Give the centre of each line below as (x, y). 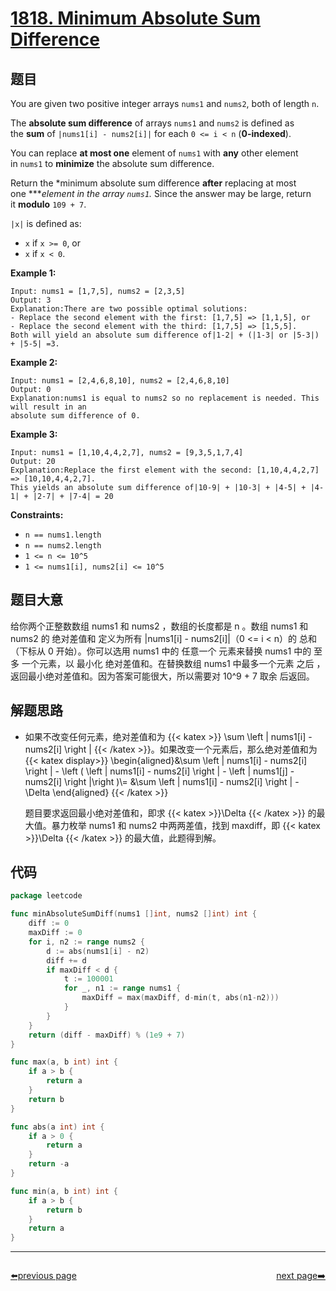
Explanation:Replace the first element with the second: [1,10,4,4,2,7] (165, 470)
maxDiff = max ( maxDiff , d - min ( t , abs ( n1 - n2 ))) (180, 998)
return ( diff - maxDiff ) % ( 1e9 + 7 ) (107, 1035)
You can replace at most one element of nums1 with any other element (154, 153)
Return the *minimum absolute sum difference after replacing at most (153, 183)
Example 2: (34, 362)
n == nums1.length (63, 535)
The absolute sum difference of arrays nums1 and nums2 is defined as (152, 123)
